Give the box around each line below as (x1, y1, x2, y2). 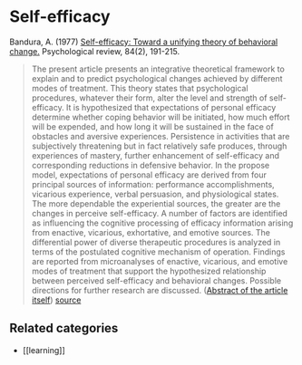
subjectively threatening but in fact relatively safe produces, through (31, 140, 287, 151)
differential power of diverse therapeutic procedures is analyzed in (31, 236, 281, 247)
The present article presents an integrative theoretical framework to (31, 63, 286, 74)
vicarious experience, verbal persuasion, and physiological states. (31, 188, 279, 199)
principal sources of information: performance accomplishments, (31, 178, 275, 189)
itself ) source (31, 294, 82, 305)
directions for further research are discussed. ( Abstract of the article (31, 284, 288, 295)
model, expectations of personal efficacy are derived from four (31, 169, 268, 180)
